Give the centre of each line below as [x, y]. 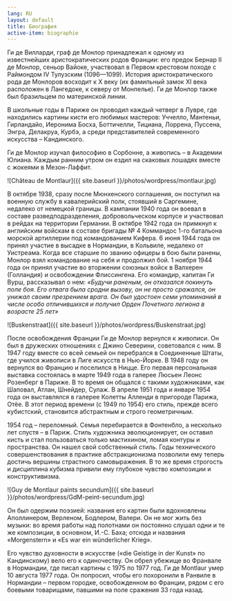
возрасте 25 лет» [33, 312]
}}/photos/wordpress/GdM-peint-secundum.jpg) [76, 497]
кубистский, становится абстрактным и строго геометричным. [100, 412]
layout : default [30, 20]
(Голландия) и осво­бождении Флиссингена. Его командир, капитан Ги [111, 275]
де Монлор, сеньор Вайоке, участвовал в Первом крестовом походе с [112, 67]
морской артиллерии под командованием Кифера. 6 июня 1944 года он [114, 238]
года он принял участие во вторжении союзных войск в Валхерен [105, 267]
